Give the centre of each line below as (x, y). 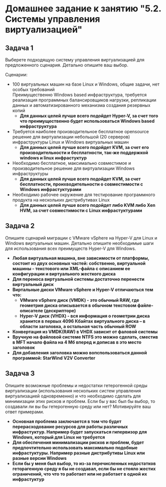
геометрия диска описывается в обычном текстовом (78, 305)
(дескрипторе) (60, 310)
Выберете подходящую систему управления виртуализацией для (75, 60)
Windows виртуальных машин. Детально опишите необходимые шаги (80, 243)
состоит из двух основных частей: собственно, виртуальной (79, 263)
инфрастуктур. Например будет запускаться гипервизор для (80, 432)
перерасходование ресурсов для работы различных (70, 427)
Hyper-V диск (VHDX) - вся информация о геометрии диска (85, 316)
